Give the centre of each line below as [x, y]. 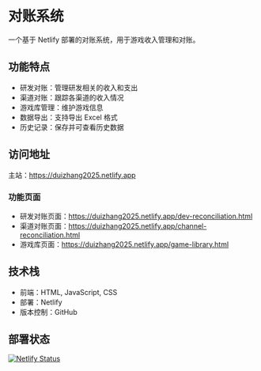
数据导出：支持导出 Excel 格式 [68, 117]
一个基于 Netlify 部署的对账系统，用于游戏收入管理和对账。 [104, 40]
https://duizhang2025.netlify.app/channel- [138, 225]
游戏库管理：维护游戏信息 [61, 107]
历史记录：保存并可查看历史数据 [72, 127]
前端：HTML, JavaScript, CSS [68, 292]
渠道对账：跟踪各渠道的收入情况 [72, 97]
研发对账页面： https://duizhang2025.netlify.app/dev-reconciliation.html [136, 216]
